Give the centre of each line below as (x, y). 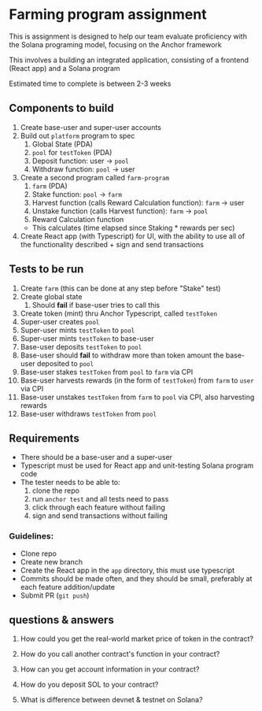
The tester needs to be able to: (70, 483)
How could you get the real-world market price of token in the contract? (137, 639)
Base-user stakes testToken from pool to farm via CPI (107, 372)
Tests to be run (46, 269)
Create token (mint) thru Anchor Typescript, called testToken (119, 313)
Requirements (44, 438)
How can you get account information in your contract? (110, 669)
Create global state (51, 296)
